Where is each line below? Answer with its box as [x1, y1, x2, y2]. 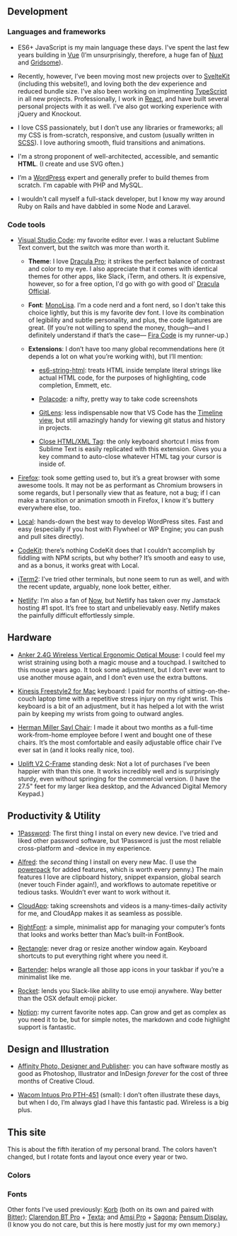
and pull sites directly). [17, 532, 84, 540]
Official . [28, 287, 52, 295]
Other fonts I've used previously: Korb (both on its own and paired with [7, 1206, 214, 1214]
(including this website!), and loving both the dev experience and [17, 79, 207, 88]
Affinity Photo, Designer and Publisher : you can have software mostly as [17, 1062, 229, 1070]
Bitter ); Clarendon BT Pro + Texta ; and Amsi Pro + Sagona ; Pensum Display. [7, 1213, 228, 1221]
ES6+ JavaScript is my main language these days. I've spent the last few [17, 42, 230, 52]
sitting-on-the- [187, 686, 231, 695]
